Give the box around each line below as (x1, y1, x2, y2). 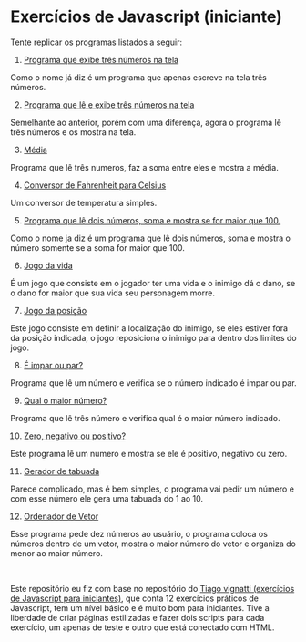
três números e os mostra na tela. (10, 126, 137, 138)
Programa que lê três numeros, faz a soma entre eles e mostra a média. (10, 161, 279, 172)
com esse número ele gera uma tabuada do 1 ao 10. (10, 492, 204, 503)
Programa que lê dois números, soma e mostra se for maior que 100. (23, 214, 281, 225)
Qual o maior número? (23, 395, 107, 406)
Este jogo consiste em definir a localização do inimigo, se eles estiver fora (10, 322, 289, 334)
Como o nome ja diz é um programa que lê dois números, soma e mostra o (10, 233, 291, 243)
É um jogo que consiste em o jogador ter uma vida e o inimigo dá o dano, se (10, 277, 296, 288)
